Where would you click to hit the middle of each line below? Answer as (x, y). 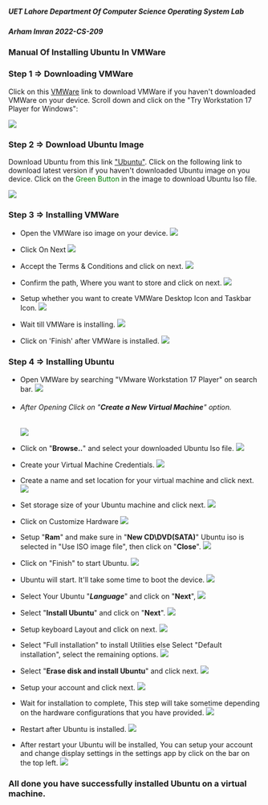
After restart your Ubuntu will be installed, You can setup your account (136, 744)
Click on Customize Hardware (69, 521)
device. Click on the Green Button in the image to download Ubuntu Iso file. (133, 179)
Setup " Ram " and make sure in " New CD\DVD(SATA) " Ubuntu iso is (132, 537)
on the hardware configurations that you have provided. (112, 712)
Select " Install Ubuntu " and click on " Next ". (93, 612)
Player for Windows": (43, 108)
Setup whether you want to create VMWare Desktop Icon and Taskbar (136, 299)
